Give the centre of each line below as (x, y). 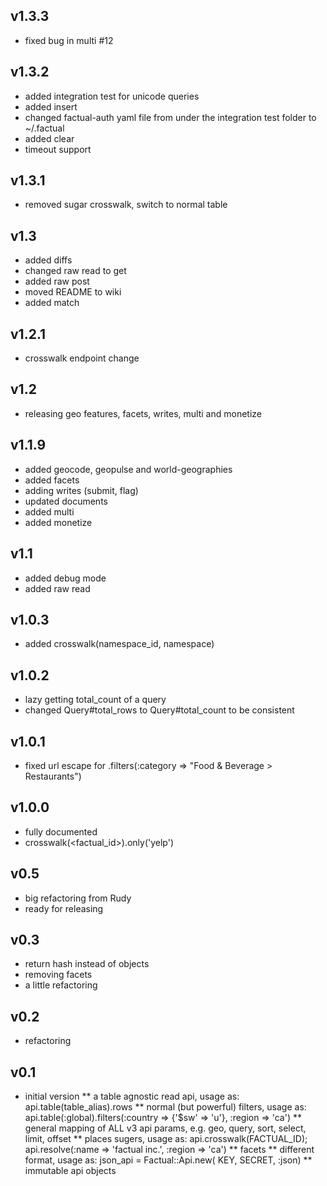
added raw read (57, 588)
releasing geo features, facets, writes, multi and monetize (143, 413)
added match (52, 303)
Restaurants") (53, 776)
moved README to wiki (73, 292)
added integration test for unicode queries (112, 96)
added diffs (48, 260)
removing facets (58, 975)
